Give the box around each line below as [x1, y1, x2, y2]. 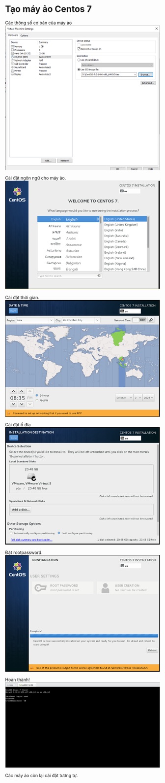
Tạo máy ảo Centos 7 [5, 3, 92, 15]
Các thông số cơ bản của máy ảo [5, 20, 72, 26]
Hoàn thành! [5, 677, 30, 682]
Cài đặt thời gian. [5, 295, 40, 300]
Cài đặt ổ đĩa [5, 422, 31, 428]
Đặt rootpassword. [5, 549, 43, 555]
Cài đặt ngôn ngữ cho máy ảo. [5, 175, 66, 181]
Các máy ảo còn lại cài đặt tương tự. [5, 772, 78, 778]
